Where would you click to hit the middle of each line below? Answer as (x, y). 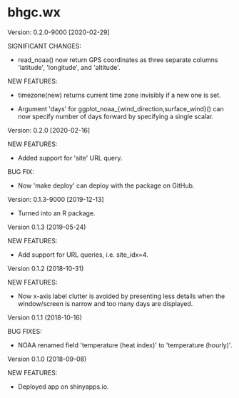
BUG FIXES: (25, 331)
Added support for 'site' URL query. (70, 158)
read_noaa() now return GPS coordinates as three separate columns (118, 60)
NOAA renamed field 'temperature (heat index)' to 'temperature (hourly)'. (125, 345)
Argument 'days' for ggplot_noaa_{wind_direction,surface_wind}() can (121, 108)
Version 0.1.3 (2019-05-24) (47, 227)
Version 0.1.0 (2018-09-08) (47, 359)
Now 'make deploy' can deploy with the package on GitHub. (106, 185)
